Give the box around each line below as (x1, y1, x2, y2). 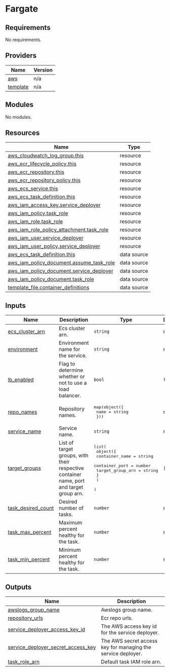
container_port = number (93, 463, 151, 469)
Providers (5, 51, 37, 60)
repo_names (8, 408, 37, 415)
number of (59, 505, 84, 512)
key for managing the (101, 644, 152, 651)
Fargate (5, 3, 38, 15)
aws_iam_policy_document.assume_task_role (8, 259, 115, 266)
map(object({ (93, 404, 124, 410)
